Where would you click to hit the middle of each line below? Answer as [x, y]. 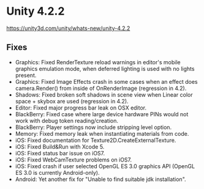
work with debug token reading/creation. [66, 120]
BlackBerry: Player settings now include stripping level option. [93, 127]
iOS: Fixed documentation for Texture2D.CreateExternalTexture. [96, 140]
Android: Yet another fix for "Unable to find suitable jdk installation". [100, 179]
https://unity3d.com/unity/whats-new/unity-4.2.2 [68, 28]
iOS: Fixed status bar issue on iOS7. [60, 153]
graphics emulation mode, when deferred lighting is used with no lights [105, 69]
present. [26, 75]
